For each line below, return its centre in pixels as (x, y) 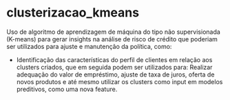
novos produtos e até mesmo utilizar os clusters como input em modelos (119, 81)
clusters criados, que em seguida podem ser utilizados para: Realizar (114, 67)
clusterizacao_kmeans (73, 13)
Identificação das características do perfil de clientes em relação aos (114, 59)
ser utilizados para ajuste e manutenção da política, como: (89, 46)
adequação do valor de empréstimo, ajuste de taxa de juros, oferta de (115, 74)
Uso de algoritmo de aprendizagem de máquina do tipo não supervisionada (114, 32)
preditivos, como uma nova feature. (67, 89)
